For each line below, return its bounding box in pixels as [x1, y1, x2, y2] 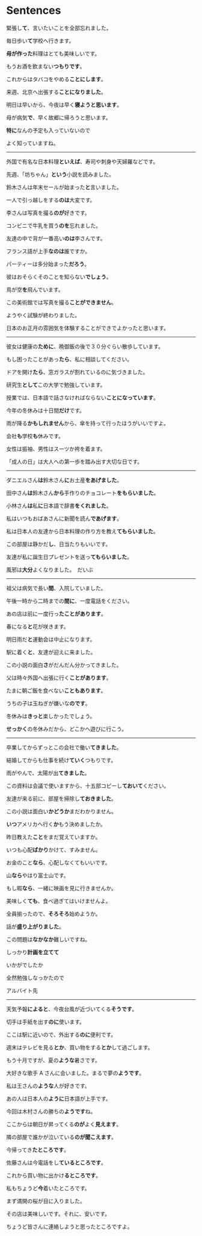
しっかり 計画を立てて [6, 948, 59, 955]
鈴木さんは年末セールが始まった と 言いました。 [6, 183, 122, 190]
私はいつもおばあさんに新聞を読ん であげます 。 [6, 514, 122, 522]
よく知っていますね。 [6, 139, 59, 146]
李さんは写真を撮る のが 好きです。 [6, 209, 90, 216]
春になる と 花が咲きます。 [6, 623, 69, 630]
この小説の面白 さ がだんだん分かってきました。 [6, 661, 122, 669]
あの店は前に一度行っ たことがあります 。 [6, 610, 106, 617]
